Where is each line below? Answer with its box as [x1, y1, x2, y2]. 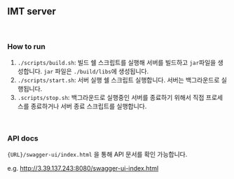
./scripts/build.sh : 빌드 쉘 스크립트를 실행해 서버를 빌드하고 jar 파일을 [17, 59, 216, 67]
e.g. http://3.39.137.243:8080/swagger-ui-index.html [7, 164, 159, 173]
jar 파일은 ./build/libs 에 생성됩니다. [43, 67, 149, 76]
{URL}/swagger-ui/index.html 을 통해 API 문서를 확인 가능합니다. [7, 150, 188, 159]
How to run [7, 41, 46, 51]
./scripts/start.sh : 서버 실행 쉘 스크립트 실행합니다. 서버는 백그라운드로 [17, 76, 220, 85]
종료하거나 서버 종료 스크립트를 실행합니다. [30, 102, 147, 110]
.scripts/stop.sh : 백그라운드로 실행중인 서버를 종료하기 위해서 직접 [17, 94, 205, 102]
